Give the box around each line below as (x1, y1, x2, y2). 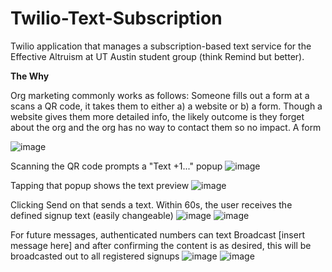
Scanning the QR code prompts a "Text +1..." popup (10, 160, 223, 172)
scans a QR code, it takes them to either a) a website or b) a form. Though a (10, 100, 323, 112)
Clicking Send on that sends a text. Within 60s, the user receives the (10, 198, 293, 211)
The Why (10, 70, 50, 82)
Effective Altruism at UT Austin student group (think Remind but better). (10, 50, 305, 62)
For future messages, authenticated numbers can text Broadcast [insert (10, 228, 305, 241)
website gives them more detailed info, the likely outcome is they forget (10, 110, 305, 122)
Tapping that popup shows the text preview (10, 179, 190, 191)
